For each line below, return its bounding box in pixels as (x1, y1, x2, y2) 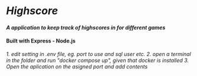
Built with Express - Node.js (6, 37, 75, 45)
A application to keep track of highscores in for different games (6, 24, 166, 31)
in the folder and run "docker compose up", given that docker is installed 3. (6, 57, 189, 64)
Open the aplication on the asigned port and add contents (6, 63, 148, 70)
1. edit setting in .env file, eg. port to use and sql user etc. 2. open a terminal (6, 50, 192, 57)
